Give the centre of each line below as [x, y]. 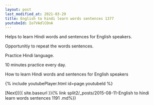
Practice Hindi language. [30, 56]
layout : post [18, 9]
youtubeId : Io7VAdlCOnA [29, 23]
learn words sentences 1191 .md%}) [41, 98]
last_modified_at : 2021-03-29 [36, 14]
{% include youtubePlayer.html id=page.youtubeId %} [59, 84]
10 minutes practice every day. [36, 65]
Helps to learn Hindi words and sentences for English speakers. [68, 37]
